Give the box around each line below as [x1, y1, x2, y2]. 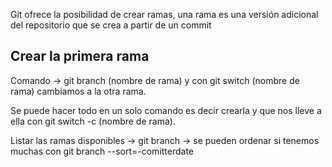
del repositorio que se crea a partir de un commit [10, 19, 212, 31]
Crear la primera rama [10, 48, 150, 65]
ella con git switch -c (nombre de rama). [10, 115, 176, 127]
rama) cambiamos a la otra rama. [10, 85, 147, 97]
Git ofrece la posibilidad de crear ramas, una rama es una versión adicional [10, 9, 319, 20]
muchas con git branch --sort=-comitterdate [10, 145, 195, 157]
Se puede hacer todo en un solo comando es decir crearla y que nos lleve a [10, 104, 322, 116]
